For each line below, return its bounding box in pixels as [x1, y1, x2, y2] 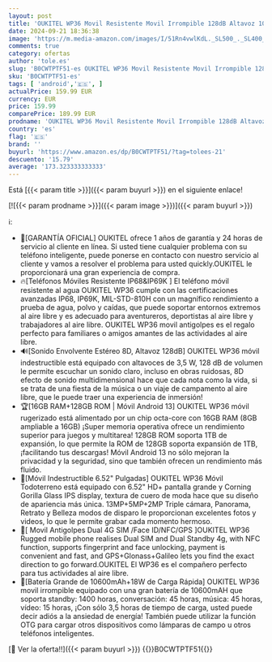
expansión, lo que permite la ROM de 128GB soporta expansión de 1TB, [19, 439, 258, 449]
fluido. [19, 465, 42, 475]
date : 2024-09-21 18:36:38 [8, 27, 100, 35]
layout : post [8, 11, 53, 20]
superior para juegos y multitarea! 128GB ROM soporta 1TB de [19, 431, 227, 441]
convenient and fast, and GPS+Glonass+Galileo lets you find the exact [19, 551, 255, 561]
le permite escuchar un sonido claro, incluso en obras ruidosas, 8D [19, 367, 244, 376]
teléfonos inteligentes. [19, 629, 95, 638]
